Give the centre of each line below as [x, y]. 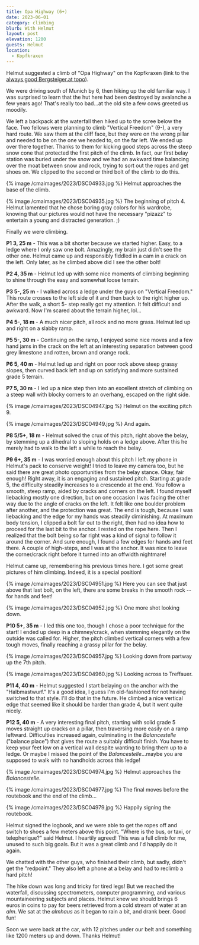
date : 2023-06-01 [28, 17]
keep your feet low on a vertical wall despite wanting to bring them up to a [97, 748]
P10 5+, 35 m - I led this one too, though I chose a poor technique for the [95, 626]
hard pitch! [19, 874]
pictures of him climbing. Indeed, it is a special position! [74, 572]
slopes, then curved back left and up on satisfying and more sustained [92, 370]
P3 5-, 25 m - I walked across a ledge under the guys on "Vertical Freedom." [99, 291]
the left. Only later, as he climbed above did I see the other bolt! [84, 262]
